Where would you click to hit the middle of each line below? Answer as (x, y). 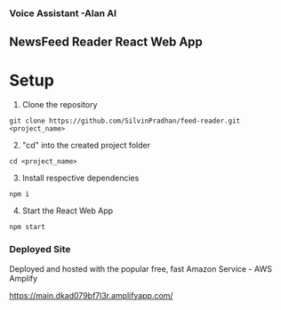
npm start (28, 227)
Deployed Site (40, 250)
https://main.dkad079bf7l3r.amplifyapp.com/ (91, 295)
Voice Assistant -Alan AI (63, 13)
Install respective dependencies (80, 178)
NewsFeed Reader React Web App (106, 42)
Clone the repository (60, 105)
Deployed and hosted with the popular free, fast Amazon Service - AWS (141, 268)
